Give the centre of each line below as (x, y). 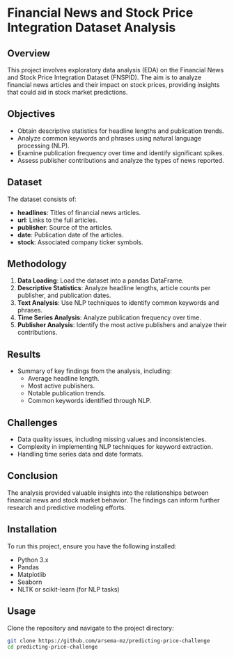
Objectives (31, 114)
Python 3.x (33, 560)
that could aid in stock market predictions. (68, 92)
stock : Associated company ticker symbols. (80, 242)
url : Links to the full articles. (57, 220)
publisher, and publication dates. (64, 295)
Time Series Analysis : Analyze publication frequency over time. (109, 317)
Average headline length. (63, 379)
